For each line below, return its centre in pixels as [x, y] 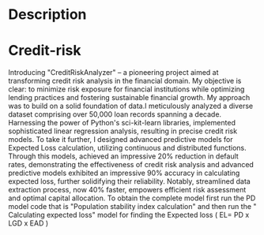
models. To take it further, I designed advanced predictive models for [121, 140]
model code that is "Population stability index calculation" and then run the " [132, 207]
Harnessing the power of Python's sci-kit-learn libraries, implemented [122, 123]
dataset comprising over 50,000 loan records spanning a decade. [115, 114]
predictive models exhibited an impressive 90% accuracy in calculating [124, 173]
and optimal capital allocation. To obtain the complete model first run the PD [132, 198]
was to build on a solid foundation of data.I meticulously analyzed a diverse [131, 106]
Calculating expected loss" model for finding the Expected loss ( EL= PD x [129, 215]
